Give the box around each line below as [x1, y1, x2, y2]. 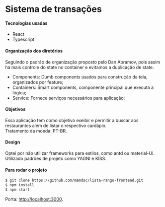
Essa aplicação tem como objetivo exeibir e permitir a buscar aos [5, 117, 139, 123]
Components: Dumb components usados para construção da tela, [12, 73, 148, 80]
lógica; [12, 89, 26, 95]
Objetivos [5, 106, 26, 112]
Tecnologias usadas [5, 20, 48, 26]
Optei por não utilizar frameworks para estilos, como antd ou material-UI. [5, 150, 155, 156]
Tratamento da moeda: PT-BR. [5, 128, 67, 134]
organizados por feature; [12, 79, 64, 85]
